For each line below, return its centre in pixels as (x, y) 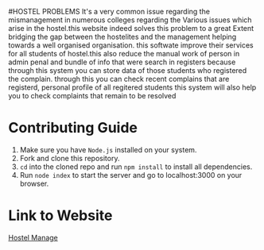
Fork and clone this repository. (70, 158)
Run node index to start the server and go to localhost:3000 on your (131, 175)
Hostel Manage (33, 237)
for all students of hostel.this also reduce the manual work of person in (124, 54)
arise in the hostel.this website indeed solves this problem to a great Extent (131, 28)
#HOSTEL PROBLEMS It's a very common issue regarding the (109, 12)
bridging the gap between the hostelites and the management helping (122, 37)
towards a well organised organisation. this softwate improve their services (131, 45)
